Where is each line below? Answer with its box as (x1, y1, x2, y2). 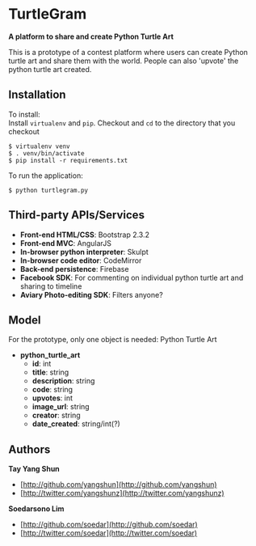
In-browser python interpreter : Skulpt (19, 247, 149, 256)
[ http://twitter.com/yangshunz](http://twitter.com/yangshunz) (19, 489, 225, 498)
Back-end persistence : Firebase (19, 264, 129, 273)
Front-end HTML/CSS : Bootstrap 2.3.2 (19, 230, 150, 239)
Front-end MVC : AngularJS (19, 238, 111, 248)
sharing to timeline (19, 281, 82, 291)
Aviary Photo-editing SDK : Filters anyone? (19, 290, 163, 299)
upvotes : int (31, 393, 73, 403)
